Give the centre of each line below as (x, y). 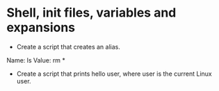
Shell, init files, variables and (91, 13)
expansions (41, 27)
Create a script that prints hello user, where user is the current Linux (114, 74)
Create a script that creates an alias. (68, 47)
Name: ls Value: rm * (36, 60)
